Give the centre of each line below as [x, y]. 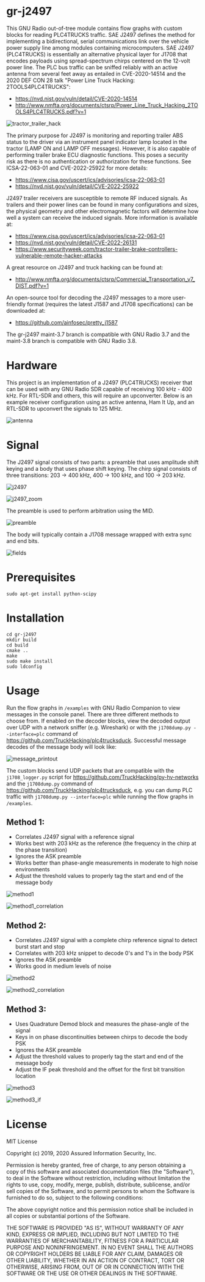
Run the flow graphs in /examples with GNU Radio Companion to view [93, 708]
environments [32, 869]
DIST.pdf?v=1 [32, 285]
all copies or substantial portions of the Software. [68, 1216]
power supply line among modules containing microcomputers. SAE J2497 [100, 48]
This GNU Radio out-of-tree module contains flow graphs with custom [94, 28]
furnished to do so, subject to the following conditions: [75, 1198]
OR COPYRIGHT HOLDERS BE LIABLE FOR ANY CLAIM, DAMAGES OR [95, 1254]
